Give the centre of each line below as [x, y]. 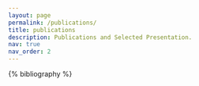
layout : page [30, 15]
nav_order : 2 [30, 52]
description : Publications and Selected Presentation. [100, 37]
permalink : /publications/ [53, 23]
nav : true [24, 45]
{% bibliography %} [40, 74]
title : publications [42, 30]
